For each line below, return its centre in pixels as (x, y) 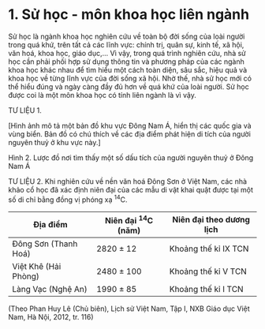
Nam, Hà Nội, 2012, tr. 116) (51, 316)
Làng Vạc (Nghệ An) (50, 289)
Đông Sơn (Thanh (45, 244)
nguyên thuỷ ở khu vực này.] (54, 142)
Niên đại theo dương (211, 220)
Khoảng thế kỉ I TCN (206, 289)
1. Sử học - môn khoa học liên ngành (129, 15)
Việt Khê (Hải (37, 266)
